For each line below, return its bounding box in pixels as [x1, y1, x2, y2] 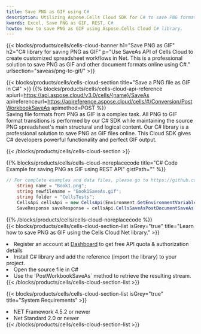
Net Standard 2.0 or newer [14, 314, 80, 321]
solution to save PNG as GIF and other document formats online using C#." [6, 61, 190, 68]
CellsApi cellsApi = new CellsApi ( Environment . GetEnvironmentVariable [17, 199, 197, 205]
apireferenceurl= [6, 98, 48, 105]
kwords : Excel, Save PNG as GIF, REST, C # [6, 20, 114, 26]
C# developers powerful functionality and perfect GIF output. [6, 136, 157, 144]
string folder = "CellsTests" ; [17, 194, 95, 200]
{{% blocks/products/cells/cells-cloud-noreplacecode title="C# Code [6, 159, 178, 166]
